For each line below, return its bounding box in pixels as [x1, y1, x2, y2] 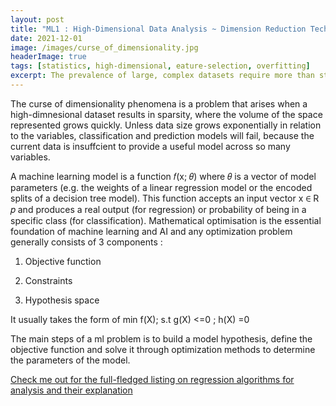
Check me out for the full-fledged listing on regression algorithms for [10, 373, 295, 385]
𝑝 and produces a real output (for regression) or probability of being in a [10, 203, 307, 215]
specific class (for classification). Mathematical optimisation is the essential [10, 214, 322, 226]
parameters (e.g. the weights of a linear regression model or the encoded [10, 181, 313, 193]
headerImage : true [10, 52, 87, 62]
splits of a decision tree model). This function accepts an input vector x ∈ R [10, 192, 320, 204]
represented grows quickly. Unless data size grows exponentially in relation [10, 119, 322, 131]
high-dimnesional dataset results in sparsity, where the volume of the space [10, 108, 323, 120]
